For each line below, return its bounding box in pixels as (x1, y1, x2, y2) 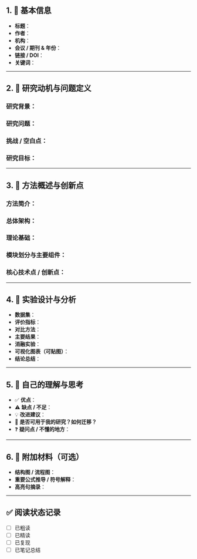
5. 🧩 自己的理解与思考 (6, 379, 84, 389)
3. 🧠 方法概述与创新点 (6, 180, 84, 190)
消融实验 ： (14, 341, 41, 348)
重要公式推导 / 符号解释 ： (14, 476, 76, 483)
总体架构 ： (6, 217, 36, 225)
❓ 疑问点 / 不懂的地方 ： (14, 426, 70, 433)
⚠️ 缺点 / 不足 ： (14, 404, 52, 411)
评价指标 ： (14, 319, 41, 326)
